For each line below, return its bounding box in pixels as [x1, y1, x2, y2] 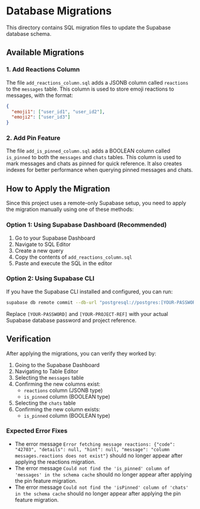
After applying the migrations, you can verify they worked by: [6, 350, 157, 357]
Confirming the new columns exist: [14, 380, 101, 387]
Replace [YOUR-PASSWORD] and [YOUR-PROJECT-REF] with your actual [6, 310, 168, 317]
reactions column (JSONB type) [23, 386, 103, 394]
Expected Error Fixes [6, 427, 68, 435]
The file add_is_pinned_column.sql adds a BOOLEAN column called [6, 147, 171, 154]
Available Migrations [6, 48, 85, 58]
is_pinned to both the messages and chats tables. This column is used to [6, 154, 182, 161]
